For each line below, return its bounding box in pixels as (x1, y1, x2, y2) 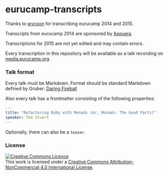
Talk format (5, 68, 35, 75)
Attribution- (109, 159, 134, 165)
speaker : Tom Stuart (5, 115, 50, 120)
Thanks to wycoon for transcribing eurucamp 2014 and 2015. (5, 20, 134, 27)
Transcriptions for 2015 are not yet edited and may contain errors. (5, 40, 144, 47)
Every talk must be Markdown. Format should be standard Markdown (5, 80, 151, 86)
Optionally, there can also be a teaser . (5, 129, 86, 135)
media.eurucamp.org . (5, 55, 51, 62)
